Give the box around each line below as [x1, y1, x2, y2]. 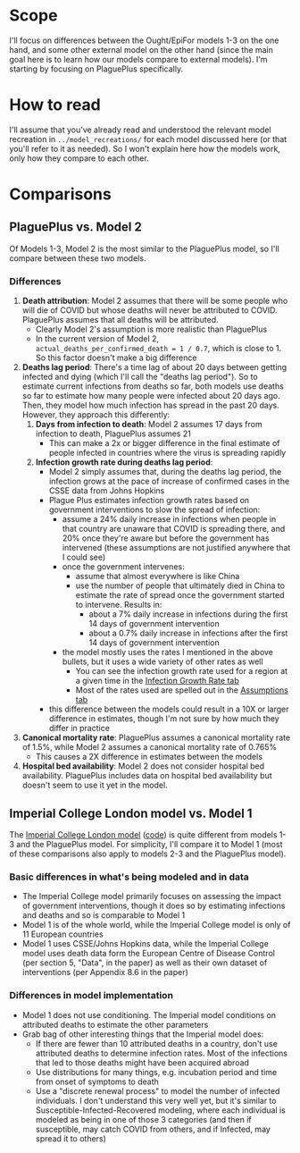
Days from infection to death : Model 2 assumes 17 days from [35, 419, 262, 430]
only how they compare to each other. [9, 153, 149, 164]
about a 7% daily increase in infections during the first [88, 609, 288, 619]
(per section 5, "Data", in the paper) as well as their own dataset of [21, 957, 268, 968]
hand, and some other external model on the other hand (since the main [9, 44, 274, 55]
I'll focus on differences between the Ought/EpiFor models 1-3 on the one [9, 35, 279, 46]
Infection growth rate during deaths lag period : [35, 457, 213, 467]
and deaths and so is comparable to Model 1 [21, 910, 186, 921]
